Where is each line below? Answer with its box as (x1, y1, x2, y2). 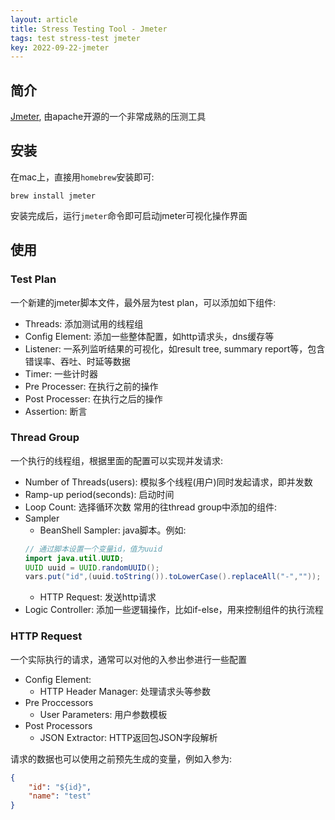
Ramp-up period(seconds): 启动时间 (24, 488, 175, 500)
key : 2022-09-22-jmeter (10, 42, 110, 53)
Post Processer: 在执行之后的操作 (24, 392, 163, 405)
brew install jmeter (10, 191, 97, 201)
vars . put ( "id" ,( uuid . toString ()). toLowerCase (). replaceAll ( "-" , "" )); (24, 572, 322, 582)
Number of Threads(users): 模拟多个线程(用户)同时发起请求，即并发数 (24, 476, 313, 488)
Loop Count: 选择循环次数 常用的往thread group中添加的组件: (24, 501, 278, 513)
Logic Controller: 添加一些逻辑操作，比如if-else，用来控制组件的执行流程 (24, 604, 324, 616)
